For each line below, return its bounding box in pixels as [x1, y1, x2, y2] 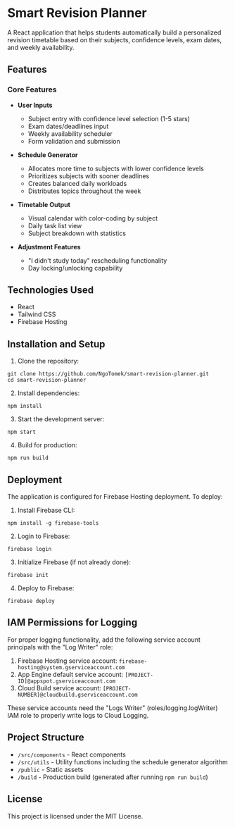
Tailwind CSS [17, 310, 56, 318]
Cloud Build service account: [17, 683, 102, 692]
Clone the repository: [17, 357, 80, 366]
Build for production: [17, 441, 77, 449]
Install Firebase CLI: [17, 506, 75, 515]
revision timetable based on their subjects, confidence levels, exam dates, [7, 35, 222, 44]
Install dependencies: [17, 389, 80, 397]
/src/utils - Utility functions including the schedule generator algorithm [17, 757, 228, 766]
